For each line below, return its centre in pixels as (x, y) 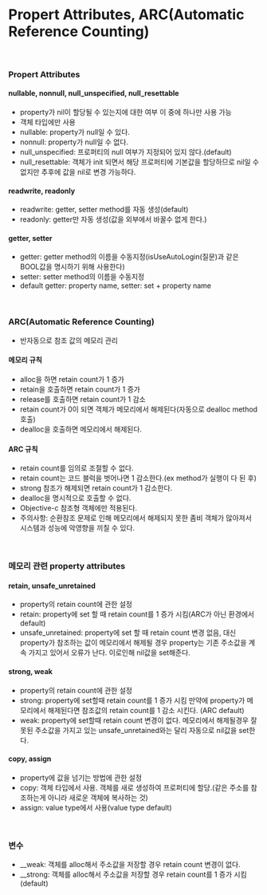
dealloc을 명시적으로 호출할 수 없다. (75, 498)
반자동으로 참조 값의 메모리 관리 (69, 340)
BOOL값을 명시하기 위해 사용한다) (72, 267)
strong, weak (31, 671)
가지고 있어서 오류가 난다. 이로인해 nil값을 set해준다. (110, 653)
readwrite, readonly (42, 191)
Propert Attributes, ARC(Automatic (126, 15)
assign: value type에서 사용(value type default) (96, 807)
